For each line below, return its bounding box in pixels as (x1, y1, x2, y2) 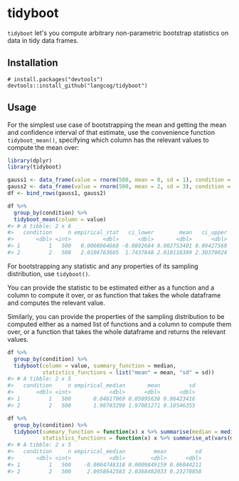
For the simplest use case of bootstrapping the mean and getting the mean (7, 120, 227, 129)
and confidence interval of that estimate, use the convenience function (7, 128, 216, 136)
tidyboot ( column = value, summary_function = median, (14, 362, 176, 369)
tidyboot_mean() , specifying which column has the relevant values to (7, 136, 209, 144)
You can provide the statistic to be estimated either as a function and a (7, 283, 215, 292)
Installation (7, 57, 58, 69)
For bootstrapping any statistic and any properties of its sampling (7, 262, 198, 270)
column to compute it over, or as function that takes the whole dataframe (7, 290, 221, 299)
